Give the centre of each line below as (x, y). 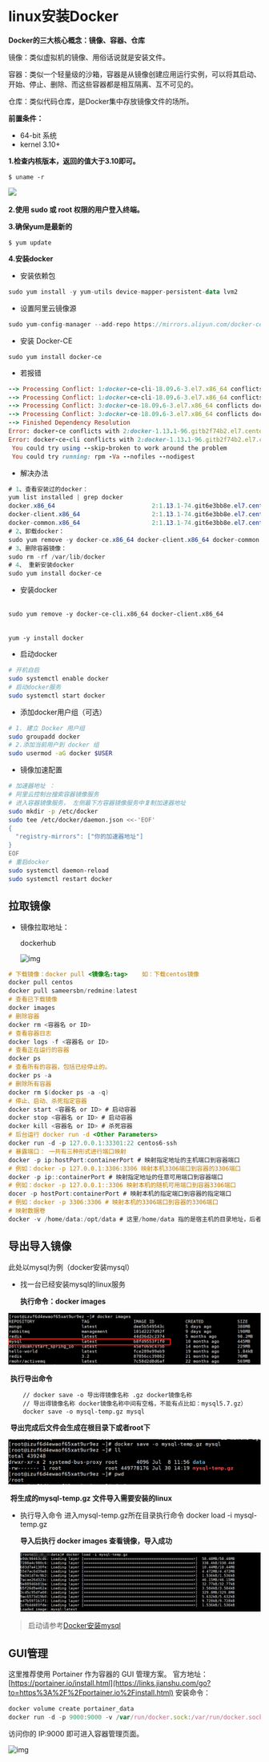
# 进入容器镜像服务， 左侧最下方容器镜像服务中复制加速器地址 (97, 802)
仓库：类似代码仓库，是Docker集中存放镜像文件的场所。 (101, 101)
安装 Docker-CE (46, 341)
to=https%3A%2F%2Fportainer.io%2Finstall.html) (91, 1692)
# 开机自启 (24, 670)
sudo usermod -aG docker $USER (60, 754)
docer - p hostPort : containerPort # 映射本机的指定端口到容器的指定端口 (120, 1194)
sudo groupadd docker (44, 737)
